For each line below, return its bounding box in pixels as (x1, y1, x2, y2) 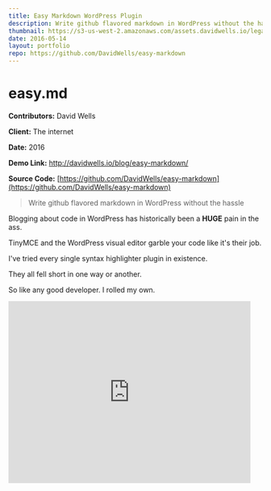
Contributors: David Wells (8, 111, 96, 121)
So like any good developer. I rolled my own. (8, 285, 156, 294)
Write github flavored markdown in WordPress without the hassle (27, 197, 244, 207)
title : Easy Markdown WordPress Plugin (8, 11, 143, 20)
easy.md (8, 84, 69, 103)
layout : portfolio (8, 42, 70, 50)
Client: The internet (8, 126, 74, 136)
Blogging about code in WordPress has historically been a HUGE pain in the (8, 214, 260, 223)
